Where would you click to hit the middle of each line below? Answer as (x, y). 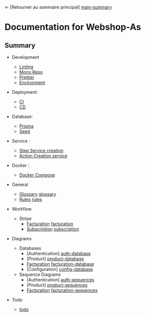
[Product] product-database (55, 259)
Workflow (22, 209)
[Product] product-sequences (57, 285)
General (20, 184)
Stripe (25, 219)
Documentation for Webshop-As (73, 27)
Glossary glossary (38, 194)
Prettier (27, 77)
